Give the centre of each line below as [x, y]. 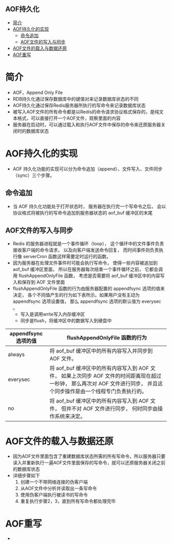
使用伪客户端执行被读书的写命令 [54, 495]
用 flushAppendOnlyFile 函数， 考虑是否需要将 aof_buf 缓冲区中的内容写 [89, 276]
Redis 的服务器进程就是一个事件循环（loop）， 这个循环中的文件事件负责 [88, 244]
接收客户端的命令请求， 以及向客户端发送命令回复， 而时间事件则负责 [86, 250]
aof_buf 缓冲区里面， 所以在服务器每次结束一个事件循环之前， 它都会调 [88, 269]
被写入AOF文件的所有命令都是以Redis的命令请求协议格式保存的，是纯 [86, 111]
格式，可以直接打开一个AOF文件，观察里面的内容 [69, 118]
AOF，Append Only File [38, 92]
